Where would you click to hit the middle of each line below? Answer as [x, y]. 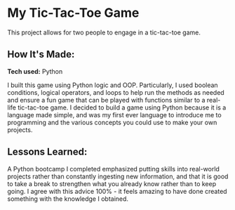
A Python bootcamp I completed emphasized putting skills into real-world [113, 169]
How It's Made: [41, 54]
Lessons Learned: [47, 152]
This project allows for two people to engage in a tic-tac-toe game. [104, 32]
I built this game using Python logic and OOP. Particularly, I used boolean [113, 85]
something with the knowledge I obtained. [68, 199]
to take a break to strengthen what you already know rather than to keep [112, 183]
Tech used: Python [35, 71]
